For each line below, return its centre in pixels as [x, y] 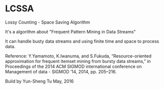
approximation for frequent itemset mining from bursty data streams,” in [78, 61]
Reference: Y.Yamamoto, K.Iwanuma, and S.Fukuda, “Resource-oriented [78, 56]
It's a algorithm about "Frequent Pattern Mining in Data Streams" [71, 31]
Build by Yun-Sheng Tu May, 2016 [39, 81]
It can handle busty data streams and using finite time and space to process [82, 41]
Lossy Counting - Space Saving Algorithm [48, 22]
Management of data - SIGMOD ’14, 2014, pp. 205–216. [61, 71]
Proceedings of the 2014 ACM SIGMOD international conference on [73, 66]
